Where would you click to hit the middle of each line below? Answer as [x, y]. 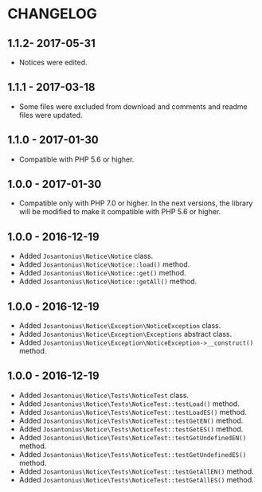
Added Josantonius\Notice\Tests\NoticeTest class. [104, 395]
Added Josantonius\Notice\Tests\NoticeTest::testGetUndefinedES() [133, 454]
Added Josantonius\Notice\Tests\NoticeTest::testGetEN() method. [131, 420]
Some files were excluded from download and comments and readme [133, 106]
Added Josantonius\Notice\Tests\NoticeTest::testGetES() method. [131, 429]
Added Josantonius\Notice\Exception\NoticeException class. [120, 326]
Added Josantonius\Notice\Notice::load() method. [104, 264]
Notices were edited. [53, 62]
